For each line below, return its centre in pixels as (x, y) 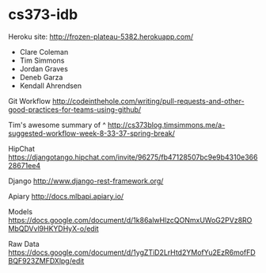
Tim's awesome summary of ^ (57, 125)
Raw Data (24, 244)
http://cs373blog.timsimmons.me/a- (167, 125)
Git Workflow (30, 101)
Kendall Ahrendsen (51, 86)
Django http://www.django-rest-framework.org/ (86, 181)
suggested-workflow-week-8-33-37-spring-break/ (92, 133)
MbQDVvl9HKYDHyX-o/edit (53, 229)
